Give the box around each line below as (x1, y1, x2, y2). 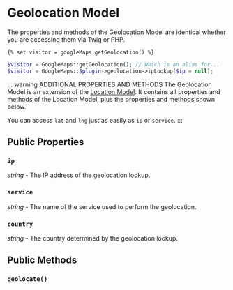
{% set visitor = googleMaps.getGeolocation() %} (7, 49, 155, 56)
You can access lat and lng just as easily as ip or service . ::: (7, 116, 183, 124)
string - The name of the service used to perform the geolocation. (7, 202, 197, 211)
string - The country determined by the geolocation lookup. (7, 234, 178, 242)
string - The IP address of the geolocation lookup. (7, 171, 151, 179)
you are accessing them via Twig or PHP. (7, 35, 126, 43)
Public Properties (7, 136, 84, 148)
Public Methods (7, 254, 77, 266)
